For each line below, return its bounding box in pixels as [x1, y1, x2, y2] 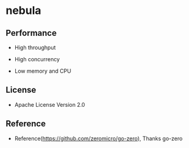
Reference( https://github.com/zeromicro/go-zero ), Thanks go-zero [14, 135, 183, 142]
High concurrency [14, 56, 60, 62]
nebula [5, 4, 42, 18]
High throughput [14, 44, 56, 51]
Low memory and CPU [14, 67, 71, 75]
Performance [5, 28, 57, 38]
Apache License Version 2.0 [14, 101, 86, 108]
